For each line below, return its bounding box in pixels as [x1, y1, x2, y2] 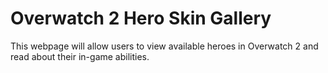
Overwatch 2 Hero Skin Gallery [10, 7, 272, 30]
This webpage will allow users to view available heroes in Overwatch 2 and [10, 40, 319, 52]
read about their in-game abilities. [10, 50, 150, 62]
